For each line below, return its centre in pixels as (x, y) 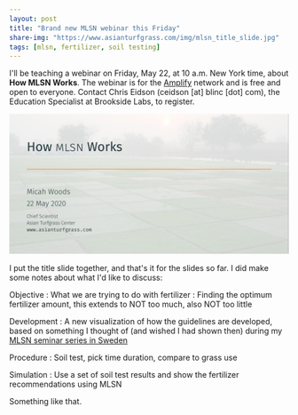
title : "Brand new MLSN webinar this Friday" (94, 28)
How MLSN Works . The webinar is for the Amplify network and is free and (145, 83)
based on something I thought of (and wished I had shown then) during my (146, 331)
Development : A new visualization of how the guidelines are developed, (141, 322)
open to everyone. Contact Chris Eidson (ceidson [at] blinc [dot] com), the (145, 92)
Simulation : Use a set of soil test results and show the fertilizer (124, 375)
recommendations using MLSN (66, 384)
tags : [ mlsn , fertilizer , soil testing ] (85, 47)
